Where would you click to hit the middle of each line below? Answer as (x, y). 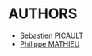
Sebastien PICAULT (52, 35)
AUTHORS (43, 14)
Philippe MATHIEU (50, 43)
